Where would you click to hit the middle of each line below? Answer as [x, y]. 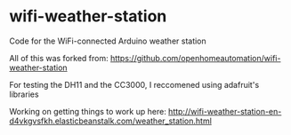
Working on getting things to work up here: [88, 111]
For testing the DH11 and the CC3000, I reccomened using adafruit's [134, 84]
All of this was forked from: [59, 58]
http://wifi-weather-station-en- [225, 111]
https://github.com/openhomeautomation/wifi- [195, 58]
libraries [24, 94]
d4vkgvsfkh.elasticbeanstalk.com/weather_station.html [110, 121]
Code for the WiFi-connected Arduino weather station [108, 41]
